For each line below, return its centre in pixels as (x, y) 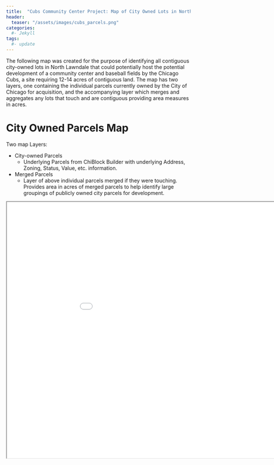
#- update (23, 45)
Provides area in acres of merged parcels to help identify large (99, 187)
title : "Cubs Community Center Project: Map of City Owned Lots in (91, 11)
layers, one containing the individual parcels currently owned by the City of (97, 86)
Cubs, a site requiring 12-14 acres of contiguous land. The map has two (92, 79)
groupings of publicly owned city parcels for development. (94, 193)
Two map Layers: (27, 144)
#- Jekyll (23, 33)
